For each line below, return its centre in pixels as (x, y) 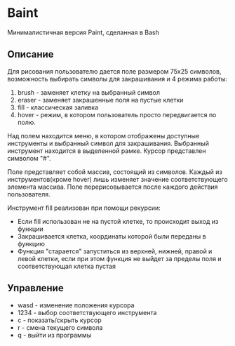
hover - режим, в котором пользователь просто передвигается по (117, 114)
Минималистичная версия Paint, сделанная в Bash (83, 32)
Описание (31, 54)
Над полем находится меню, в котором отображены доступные (103, 135)
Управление (36, 288)
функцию (31, 244)
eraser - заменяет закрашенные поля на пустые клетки (100, 100)
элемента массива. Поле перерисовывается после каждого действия (113, 187)
